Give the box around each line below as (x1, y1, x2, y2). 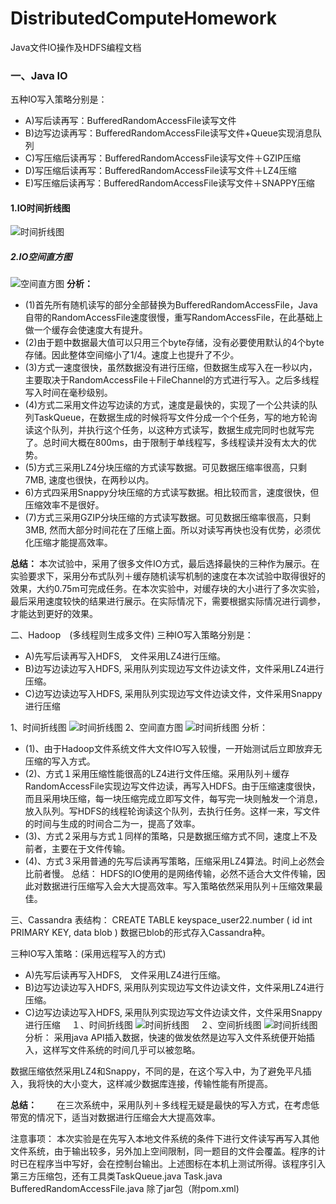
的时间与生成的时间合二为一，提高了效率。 (24, 818, 201, 830)
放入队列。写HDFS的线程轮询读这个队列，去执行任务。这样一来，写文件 (24, 805, 321, 817)
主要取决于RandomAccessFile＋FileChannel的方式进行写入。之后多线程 (24, 374, 320, 386)
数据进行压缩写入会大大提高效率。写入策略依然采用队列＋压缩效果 (42, 880, 315, 892)
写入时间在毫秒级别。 (24, 387, 113, 399)
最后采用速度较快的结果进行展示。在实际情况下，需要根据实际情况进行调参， (10, 595, 326, 607)
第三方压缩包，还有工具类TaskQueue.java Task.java (10, 1170, 223, 1182)
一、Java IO (10, 68, 68, 82)
